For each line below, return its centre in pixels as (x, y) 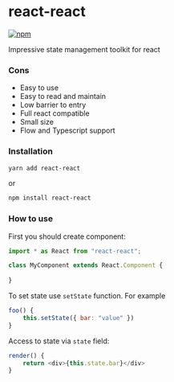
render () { (26, 355)
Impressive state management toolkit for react (84, 49)
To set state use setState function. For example (87, 296)
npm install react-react (50, 198)
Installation (31, 151)
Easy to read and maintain (63, 97)
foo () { (21, 311)
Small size (37, 122)
